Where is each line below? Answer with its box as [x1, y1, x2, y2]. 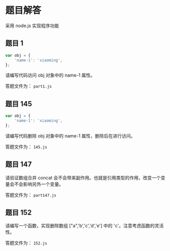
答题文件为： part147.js [5, 192, 57, 198]
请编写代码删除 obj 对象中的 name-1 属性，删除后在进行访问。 [5, 132, 135, 139]
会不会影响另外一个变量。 [9, 181, 64, 187]
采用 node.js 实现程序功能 [5, 22, 60, 29]
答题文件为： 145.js [5, 144, 47, 150]
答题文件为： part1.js [5, 83, 52, 89]
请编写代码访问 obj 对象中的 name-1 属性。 [5, 72, 95, 78]
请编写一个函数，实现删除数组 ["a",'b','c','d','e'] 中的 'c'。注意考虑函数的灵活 [5, 223, 164, 229]
